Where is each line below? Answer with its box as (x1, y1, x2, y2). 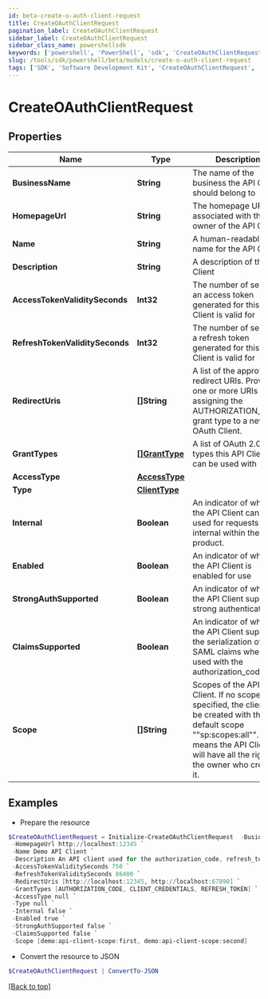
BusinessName (12, 177, 71, 188)
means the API (192, 739, 247, 750)
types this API (192, 448, 245, 459)
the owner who (192, 759, 249, 770)
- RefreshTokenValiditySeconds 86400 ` (11, 869, 141, 878)
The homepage (192, 200, 250, 211)
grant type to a (192, 415, 248, 426)
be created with (192, 709, 251, 720)
